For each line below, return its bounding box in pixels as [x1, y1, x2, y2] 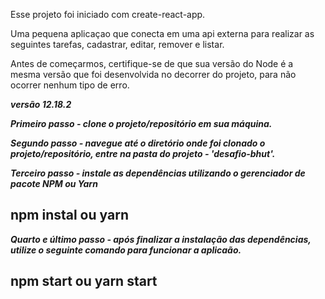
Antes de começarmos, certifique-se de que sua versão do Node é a [10, 58, 294, 69]
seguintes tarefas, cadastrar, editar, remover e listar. [10, 39, 225, 50]
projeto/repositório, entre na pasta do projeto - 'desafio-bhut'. [10, 148, 276, 159]
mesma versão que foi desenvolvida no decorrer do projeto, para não [10, 69, 297, 80]
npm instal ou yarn [10, 207, 129, 224]
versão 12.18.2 [10, 99, 72, 110]
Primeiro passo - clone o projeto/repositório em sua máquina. [10, 118, 273, 129]
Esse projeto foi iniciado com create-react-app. [10, 9, 206, 20]
